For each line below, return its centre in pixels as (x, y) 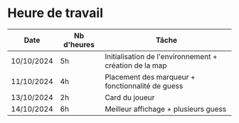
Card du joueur (130, 97)
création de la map (136, 65)
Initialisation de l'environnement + (161, 56)
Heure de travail (55, 13)
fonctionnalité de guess (144, 85)
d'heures (79, 44)
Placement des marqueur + (150, 77)
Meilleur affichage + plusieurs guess (165, 109)
